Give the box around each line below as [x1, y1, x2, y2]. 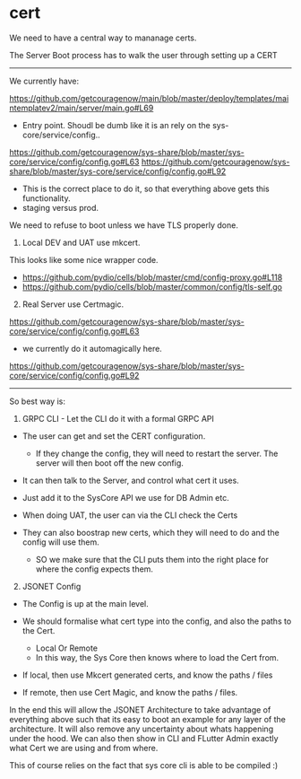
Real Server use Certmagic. [21, 299, 125, 310]
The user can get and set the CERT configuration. [21, 430, 206, 442]
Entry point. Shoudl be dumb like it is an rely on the [21, 119, 211, 130]
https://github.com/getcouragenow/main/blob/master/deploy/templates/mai [9, 92, 289, 103]
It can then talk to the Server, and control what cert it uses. [21, 475, 239, 486]
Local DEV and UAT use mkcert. [21, 237, 141, 248]
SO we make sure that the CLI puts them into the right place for [35, 554, 269, 565]
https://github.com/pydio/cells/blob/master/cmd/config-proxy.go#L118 [21, 272, 283, 283]
